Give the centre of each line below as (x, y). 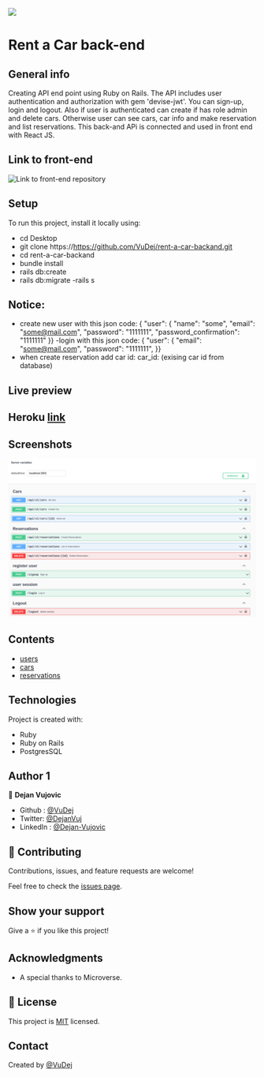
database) (36, 366)
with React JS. (32, 135)
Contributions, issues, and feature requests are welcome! (101, 871)
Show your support (56, 911)
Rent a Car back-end (77, 45)
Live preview (40, 390)
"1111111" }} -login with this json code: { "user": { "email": (111, 340)
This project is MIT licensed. (54, 1021)
